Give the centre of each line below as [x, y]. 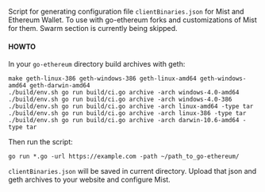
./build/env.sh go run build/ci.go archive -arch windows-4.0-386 [120, 100]
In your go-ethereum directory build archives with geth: [97, 64]
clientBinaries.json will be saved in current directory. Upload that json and [132, 171]
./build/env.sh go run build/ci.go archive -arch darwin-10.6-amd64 [124, 121]
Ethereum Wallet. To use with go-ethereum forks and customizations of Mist [133, 20]
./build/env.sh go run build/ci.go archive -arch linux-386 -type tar [127, 113]
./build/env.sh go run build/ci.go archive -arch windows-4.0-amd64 [124, 93]
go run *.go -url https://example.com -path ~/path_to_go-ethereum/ [124, 157]
